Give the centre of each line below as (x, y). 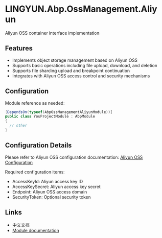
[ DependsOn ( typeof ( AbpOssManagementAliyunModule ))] (59, 112)
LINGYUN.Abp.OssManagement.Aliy (81, 9)
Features (19, 48)
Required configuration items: (35, 172)
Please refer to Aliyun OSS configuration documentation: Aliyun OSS (74, 157)
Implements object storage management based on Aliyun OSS (75, 60)
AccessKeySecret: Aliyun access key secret (56, 187)
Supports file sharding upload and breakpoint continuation (71, 71)
